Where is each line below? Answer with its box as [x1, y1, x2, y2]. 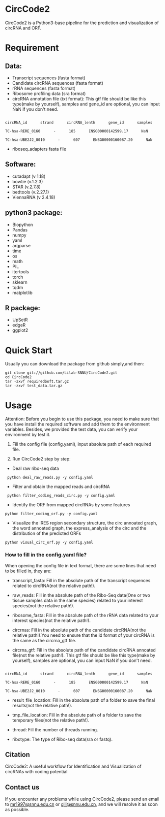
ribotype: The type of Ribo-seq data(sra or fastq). [12, 736, 113, 742]
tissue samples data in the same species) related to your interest [12, 597, 143, 603]
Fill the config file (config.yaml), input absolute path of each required [12, 441, 152, 447]
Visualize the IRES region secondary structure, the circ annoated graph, [12, 520, 157, 526]
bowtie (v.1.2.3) [12, 178, 43, 184]
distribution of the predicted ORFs [12, 530, 81, 536]
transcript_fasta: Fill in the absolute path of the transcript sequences [12, 577, 151, 583]
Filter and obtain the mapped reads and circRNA [12, 484, 110, 490]
